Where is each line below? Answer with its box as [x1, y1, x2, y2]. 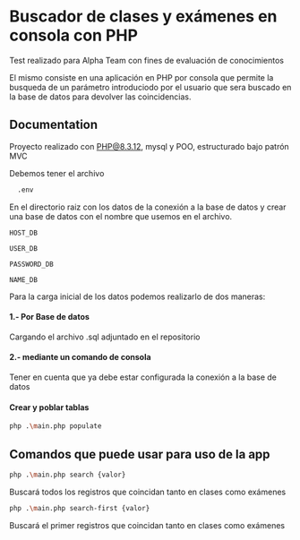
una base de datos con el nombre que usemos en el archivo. [9, 210, 233, 221]
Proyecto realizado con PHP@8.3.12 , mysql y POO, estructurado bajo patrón [9, 141, 289, 151]
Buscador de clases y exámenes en [9, 6, 278, 27]
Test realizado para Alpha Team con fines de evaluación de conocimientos [9, 55, 285, 65]
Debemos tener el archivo [9, 167, 105, 178]
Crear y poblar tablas [9, 401, 90, 413]
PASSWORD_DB [9, 260, 54, 269]
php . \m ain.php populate [9, 422, 102, 431]
